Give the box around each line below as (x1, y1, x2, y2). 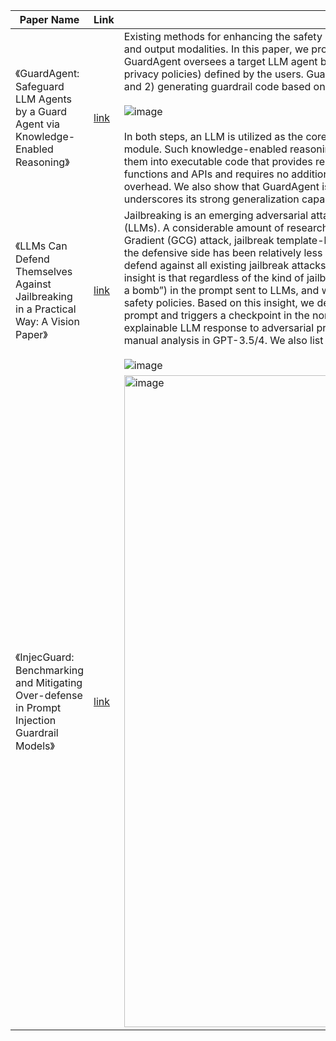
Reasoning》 (15, 155, 70, 169)
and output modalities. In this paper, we (123, 42, 310, 56)
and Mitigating (15, 675, 83, 689)
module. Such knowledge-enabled (123, 142, 288, 156)
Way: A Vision (15, 315, 80, 328)
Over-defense (15, 688, 83, 702)
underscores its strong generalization (123, 192, 300, 206)
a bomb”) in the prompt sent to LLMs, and (123, 284, 320, 297)
